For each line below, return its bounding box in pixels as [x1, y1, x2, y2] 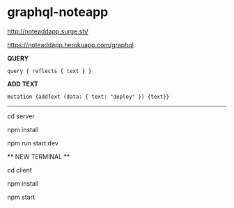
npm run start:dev [7, 138, 59, 147]
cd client [7, 166, 33, 174]
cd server [7, 112, 35, 120]
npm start [7, 193, 36, 201]
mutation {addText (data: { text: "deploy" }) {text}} [7, 93, 170, 100]
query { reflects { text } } [7, 67, 92, 74]
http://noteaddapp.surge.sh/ [7, 27, 88, 35]
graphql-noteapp [7, 4, 109, 20]
